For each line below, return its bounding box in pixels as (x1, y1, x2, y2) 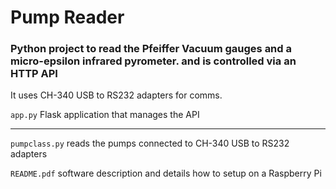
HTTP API (10, 67, 58, 81)
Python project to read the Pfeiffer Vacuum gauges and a (10, 42, 292, 56)
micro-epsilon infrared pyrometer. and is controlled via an (10, 54, 297, 68)
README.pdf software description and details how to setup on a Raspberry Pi (10, 167, 322, 180)
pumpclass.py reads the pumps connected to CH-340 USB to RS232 (10, 137, 290, 150)
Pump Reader (10, 6, 125, 29)
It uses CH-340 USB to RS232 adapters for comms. (10, 89, 223, 101)
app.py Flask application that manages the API (10, 109, 200, 121)
